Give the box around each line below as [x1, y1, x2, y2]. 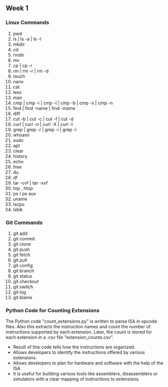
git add [12, 230, 28, 236]
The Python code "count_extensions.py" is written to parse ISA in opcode [5, 318, 157, 324]
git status [12, 273, 32, 279]
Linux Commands [5, 19, 49, 26]
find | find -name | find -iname [12, 105, 75, 111]
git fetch [12, 251, 30, 257]
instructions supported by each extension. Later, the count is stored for [5, 329, 152, 335]
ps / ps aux [12, 190, 36, 196]
